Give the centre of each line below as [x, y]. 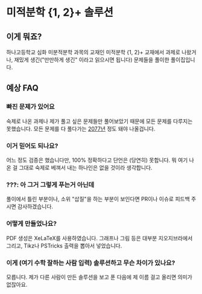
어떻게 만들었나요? [32, 224]
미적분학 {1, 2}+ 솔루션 [60, 12]
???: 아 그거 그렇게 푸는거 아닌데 [50, 185]
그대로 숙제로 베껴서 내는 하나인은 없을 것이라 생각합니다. [86, 167]
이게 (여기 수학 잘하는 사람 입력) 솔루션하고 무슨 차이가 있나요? [91, 263]
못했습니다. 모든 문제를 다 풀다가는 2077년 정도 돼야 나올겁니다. [81, 129]
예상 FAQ [23, 88]
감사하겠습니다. [35, 206]
